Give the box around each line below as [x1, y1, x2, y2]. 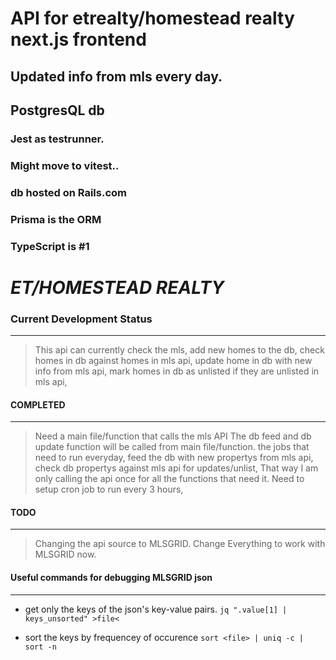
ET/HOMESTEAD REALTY [10, 276, 225, 299]
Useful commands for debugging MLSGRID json [10, 572, 213, 584]
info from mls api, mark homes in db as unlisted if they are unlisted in [34, 365, 320, 377]
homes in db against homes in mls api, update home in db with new [34, 355, 313, 367]
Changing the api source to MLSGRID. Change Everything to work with [34, 538, 326, 550]
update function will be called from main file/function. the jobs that [34, 441, 310, 453]
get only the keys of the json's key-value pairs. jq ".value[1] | [24, 603, 288, 615]
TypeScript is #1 [10, 239, 90, 253]
